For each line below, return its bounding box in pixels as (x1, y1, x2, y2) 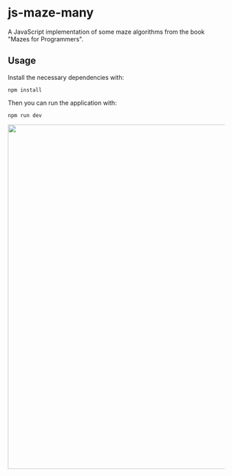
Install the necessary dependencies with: (8, 73, 125, 81)
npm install (8, 86, 42, 94)
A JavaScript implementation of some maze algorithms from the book (8, 28, 205, 36)
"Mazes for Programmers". (8, 34, 84, 43)
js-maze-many (8, 5, 94, 21)
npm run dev (8, 112, 42, 118)
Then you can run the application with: (8, 99, 117, 107)
